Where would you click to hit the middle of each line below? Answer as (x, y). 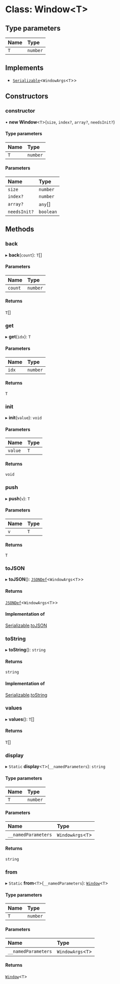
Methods (20, 229)
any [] (45, 204)
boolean (48, 212)
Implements (25, 68)
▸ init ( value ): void (24, 418)
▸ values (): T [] (20, 719)
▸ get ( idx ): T (18, 337)
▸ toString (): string (26, 650)
